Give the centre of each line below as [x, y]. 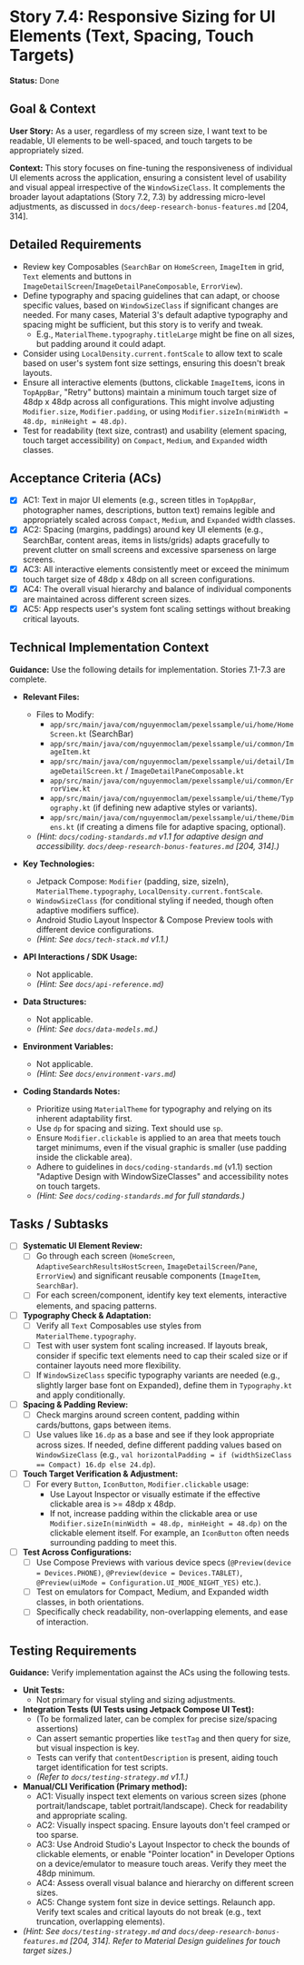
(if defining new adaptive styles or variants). [175, 807]
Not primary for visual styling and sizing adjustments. [136, 1700]
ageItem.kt [70, 752]
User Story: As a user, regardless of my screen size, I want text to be [138, 131]
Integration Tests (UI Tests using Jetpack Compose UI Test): [138, 1710]
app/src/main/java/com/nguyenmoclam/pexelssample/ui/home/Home [172, 725]
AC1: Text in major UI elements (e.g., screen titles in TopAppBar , [139, 500]
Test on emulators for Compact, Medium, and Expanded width [152, 1592]
